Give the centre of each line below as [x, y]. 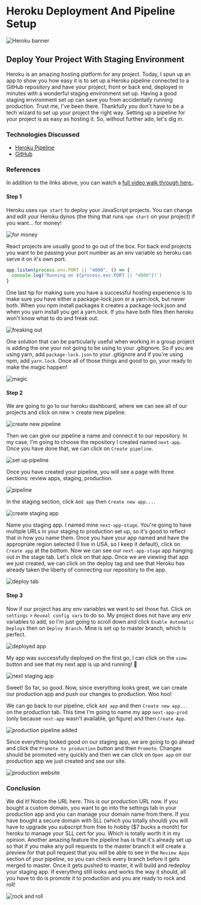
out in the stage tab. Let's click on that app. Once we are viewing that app [97, 557]
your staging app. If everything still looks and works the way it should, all [96, 871]
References [23, 169]
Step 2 [14, 392]
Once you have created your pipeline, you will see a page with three [90, 472]
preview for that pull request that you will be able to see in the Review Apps [98, 852]
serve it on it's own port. [36, 259]
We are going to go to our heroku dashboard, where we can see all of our [97, 406]
